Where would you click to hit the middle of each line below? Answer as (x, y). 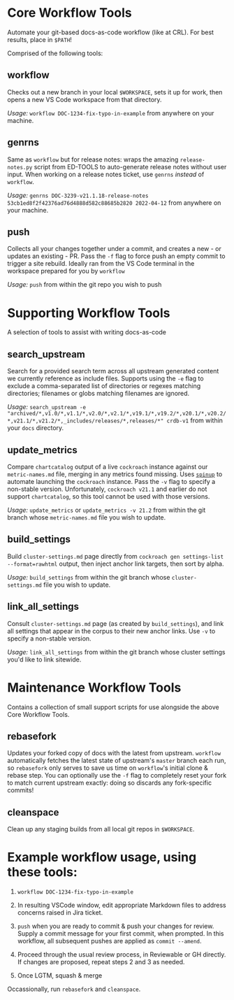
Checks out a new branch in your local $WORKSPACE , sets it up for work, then (115, 92)
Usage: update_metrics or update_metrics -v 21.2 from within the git (107, 510)
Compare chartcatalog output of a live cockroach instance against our (108, 466)
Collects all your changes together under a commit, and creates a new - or (115, 249)
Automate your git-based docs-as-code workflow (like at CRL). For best (111, 32)
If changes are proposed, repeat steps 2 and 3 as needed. (101, 962)
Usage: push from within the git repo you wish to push (85, 285)
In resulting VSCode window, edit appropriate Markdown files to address (122, 905)
